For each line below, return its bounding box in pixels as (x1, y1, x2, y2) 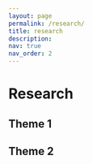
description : (8, 34, 53, 43)
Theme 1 (8, 117, 53, 131)
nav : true (8, 42, 42, 50)
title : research (8, 27, 63, 35)
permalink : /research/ (8, 19, 85, 28)
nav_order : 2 (8, 50, 53, 58)
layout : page (8, 11, 53, 20)
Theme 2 (8, 144, 54, 158)
